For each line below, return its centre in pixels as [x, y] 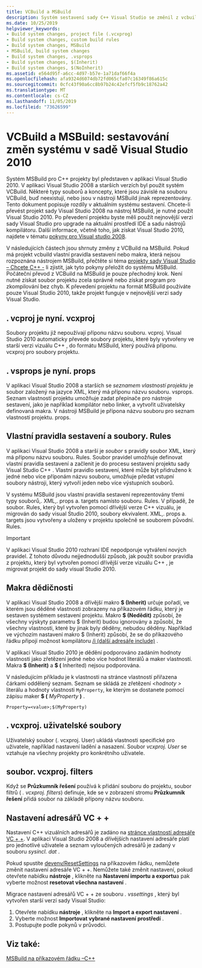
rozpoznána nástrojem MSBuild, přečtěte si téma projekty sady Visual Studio [101, 261]
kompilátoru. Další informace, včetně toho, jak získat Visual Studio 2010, [95, 230]
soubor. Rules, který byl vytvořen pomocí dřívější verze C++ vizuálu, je [94, 507]
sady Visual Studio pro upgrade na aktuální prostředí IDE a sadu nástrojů [96, 224]
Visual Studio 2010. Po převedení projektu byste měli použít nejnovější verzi [100, 217]
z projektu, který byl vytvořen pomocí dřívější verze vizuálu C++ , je [90, 562]
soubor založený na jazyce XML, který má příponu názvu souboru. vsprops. [100, 392]
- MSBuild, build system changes [48, 51]
